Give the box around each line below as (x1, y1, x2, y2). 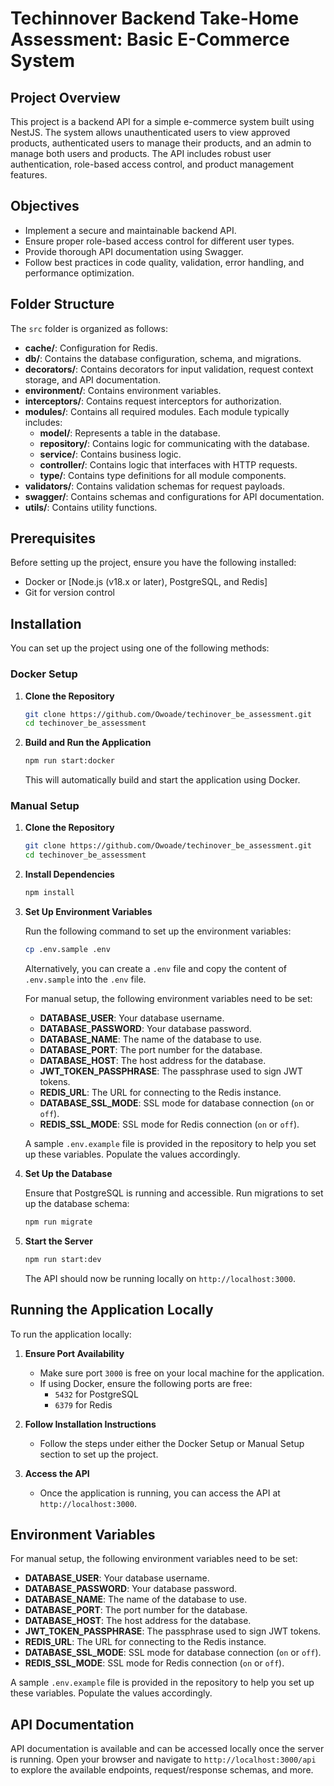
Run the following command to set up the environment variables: (24, 925, 292, 937)
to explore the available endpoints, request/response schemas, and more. (10, 1764, 314, 1776)
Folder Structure (10, 296, 115, 313)
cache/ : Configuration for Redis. (24, 342, 158, 354)
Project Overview (10, 89, 121, 106)
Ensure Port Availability (24, 1347, 125, 1359)
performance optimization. (24, 267, 135, 279)
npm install (24, 888, 75, 898)
